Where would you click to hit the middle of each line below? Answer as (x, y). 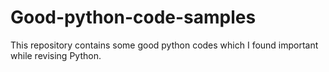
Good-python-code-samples (133, 17)
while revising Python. (56, 55)
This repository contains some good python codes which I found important (164, 45)
